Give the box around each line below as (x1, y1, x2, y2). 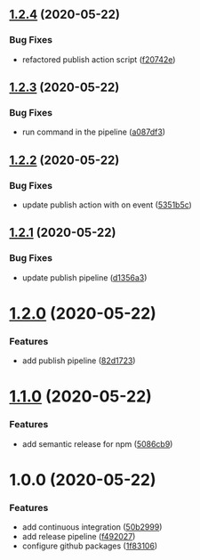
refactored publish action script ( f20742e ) (21, 53, 176, 65)
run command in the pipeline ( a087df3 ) (21, 126, 166, 137)
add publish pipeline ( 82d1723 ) (21, 355, 136, 366)
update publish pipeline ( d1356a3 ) (21, 272, 148, 283)
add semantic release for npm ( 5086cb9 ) (21, 438, 173, 449)
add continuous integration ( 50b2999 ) (21, 522, 163, 532)
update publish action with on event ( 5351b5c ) (21, 199, 193, 210)
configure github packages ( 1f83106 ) (21, 540, 158, 551)
